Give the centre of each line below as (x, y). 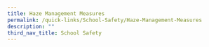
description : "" (31, 26)
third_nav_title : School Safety (54, 33)
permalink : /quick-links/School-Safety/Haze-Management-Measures (104, 20)
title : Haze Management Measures (56, 13)
